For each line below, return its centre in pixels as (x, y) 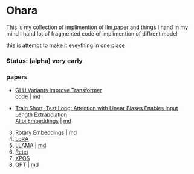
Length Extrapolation (41, 114)
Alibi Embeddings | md (43, 121)
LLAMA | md (31, 146)
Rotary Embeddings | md (46, 132)
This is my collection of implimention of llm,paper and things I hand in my (97, 27)
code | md (28, 96)
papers (17, 77)
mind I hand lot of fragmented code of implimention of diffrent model (92, 33)
